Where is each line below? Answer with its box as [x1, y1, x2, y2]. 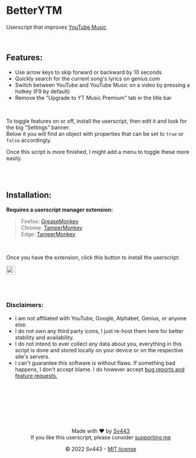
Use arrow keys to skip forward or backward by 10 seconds [14, 69, 162, 76]
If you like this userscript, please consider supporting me [30, 433, 171, 441]
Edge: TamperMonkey [20, 230, 76, 237]
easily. [6, 154, 22, 162]
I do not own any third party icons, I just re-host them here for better [14, 327, 184, 334]
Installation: [6, 190, 52, 200]
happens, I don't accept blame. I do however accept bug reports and [14, 365, 185, 373]
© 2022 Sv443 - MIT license [65, 445, 137, 453]
